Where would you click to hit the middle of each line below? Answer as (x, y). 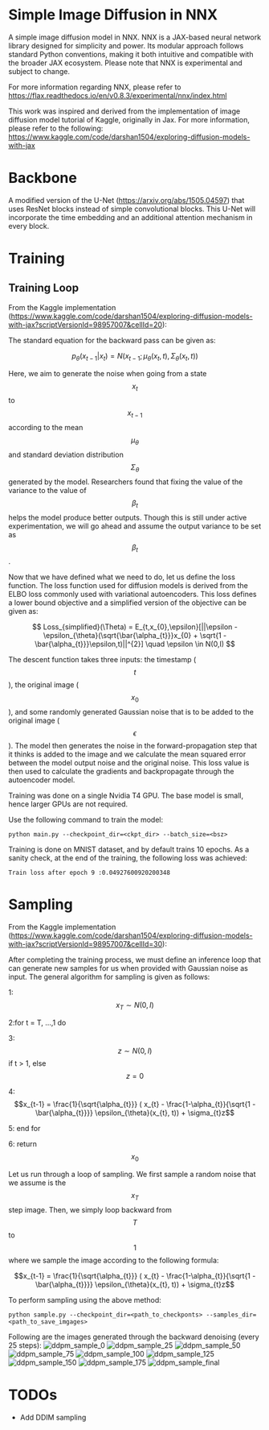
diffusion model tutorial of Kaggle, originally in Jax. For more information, (129, 119)
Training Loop (43, 288)
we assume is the (37, 1183)
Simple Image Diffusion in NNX (113, 15)
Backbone (43, 178)
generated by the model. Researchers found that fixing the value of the (126, 482)
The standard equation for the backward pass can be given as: (112, 340)
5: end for (24, 1128)
